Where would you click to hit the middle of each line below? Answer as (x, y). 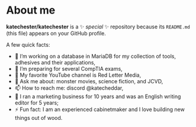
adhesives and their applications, (55, 62)
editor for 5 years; (37, 102)
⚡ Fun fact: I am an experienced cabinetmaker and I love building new (99, 109)
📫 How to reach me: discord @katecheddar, (69, 88)
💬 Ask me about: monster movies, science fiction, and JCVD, (89, 81)
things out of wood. (38, 118)
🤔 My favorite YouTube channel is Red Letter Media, (78, 75)
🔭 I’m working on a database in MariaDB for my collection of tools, (95, 56)
